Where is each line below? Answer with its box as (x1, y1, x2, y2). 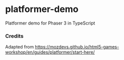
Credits (5, 32, 24, 39)
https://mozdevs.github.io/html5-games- (35, 44, 119, 50)
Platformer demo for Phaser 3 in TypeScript (5, 20, 95, 26)
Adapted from (5, 44, 34, 50)
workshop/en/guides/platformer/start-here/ (5, 49, 95, 55)
